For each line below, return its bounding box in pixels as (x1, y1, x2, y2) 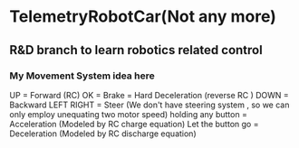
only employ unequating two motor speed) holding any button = (9, 108, 247, 119)
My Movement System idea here (9, 69, 156, 82)
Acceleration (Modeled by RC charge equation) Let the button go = (9, 118, 259, 129)
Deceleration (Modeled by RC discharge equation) (9, 128, 197, 139)
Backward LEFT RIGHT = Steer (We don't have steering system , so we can (9, 99, 290, 110)
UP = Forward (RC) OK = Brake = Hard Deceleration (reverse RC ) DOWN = (9, 89, 290, 100)
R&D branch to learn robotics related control (9, 42, 263, 58)
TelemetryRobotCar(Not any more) (9, 6, 276, 27)
